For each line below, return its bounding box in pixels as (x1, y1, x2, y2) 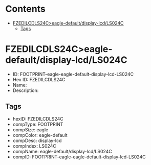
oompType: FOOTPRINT (12, 121, 63, 127)
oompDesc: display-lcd (12, 137, 62, 144)
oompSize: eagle (12, 126, 49, 133)
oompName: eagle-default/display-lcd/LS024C (12, 148, 113, 154)
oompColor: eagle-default (12, 132, 68, 138)
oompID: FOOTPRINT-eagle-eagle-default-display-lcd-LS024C (12, 154, 146, 160)
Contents (5, 3, 46, 15)
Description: (12, 87, 39, 93)
